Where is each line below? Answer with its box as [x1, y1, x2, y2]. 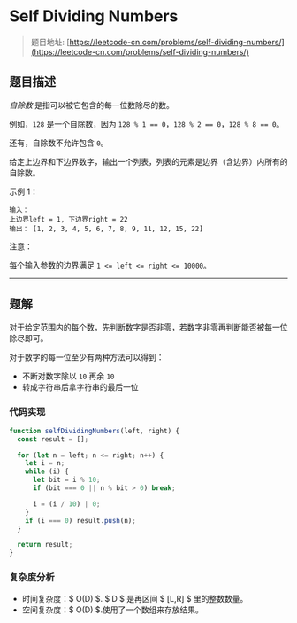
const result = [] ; [17, 434, 89, 444]
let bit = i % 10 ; [32, 476, 101, 485]
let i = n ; [25, 459, 65, 468]
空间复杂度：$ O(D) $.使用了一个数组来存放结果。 [21, 604, 203, 615]
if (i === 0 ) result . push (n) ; [25, 516, 137, 525]
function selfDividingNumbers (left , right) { [9, 426, 179, 435]
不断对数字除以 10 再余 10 [21, 370, 115, 381]
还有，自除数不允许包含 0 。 [9, 137, 109, 148]
